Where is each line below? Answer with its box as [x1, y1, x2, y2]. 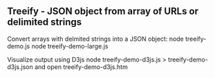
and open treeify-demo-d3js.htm [34, 62, 128, 71]
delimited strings [7, 17, 82, 28]
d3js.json [7, 62, 33, 71]
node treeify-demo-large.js [31, 41, 109, 50]
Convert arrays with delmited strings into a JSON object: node [7, 35, 185, 43]
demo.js [7, 41, 30, 50]
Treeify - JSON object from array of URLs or [7, 6, 199, 17]
